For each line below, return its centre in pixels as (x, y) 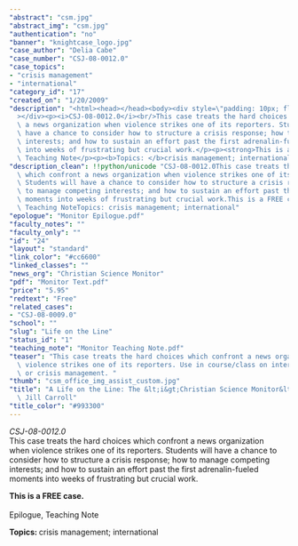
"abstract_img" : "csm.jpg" (59, 26)
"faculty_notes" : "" (47, 224)
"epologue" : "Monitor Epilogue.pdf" (77, 216)
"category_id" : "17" (47, 92)
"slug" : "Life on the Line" (61, 332)
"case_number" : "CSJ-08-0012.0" (69, 59)
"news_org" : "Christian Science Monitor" (87, 274)
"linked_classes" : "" (49, 266)
